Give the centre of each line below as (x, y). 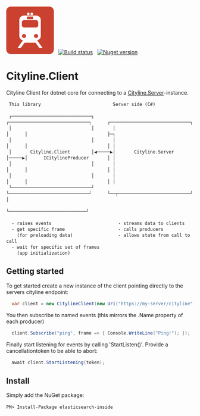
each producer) (25, 321)
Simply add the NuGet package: (45, 395)
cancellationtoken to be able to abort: (52, 351)
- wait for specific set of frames (56, 247)
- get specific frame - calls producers (87, 229)
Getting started (35, 271)
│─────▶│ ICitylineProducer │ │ (61, 158)
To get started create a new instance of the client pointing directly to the (95, 286)
